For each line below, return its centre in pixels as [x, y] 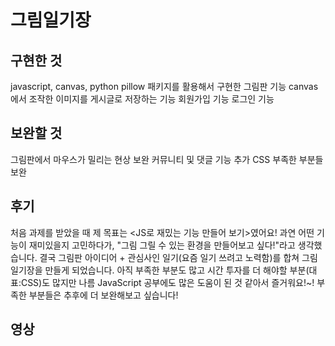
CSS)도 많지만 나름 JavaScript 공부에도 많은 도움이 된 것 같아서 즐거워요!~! [167, 282]
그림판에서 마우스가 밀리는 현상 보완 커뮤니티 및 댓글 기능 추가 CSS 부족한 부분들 [167, 159]
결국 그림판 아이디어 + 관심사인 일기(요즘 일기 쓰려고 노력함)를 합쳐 [169, 257]
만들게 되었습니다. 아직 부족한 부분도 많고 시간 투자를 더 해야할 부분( [177, 270]
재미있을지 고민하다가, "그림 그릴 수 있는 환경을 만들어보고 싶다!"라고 [162, 245]
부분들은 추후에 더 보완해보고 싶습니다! [103, 295]
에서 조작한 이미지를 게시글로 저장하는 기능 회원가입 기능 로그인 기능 [142, 99]
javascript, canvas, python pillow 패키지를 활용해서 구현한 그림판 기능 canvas [164, 86]
